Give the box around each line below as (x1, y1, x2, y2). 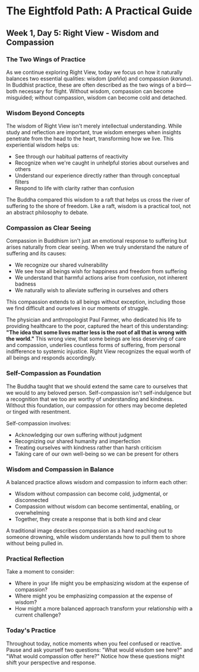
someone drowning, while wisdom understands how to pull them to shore (6, 534, 186, 541)
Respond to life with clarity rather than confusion (14, 185, 135, 192)
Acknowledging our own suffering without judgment (14, 431, 143, 438)
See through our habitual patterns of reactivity (14, 153, 128, 160)
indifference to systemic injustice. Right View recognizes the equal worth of (6, 348, 191, 355)
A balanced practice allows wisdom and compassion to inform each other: (6, 479, 188, 486)
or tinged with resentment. (6, 408, 71, 415)
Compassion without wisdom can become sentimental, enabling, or (14, 503, 180, 510)
